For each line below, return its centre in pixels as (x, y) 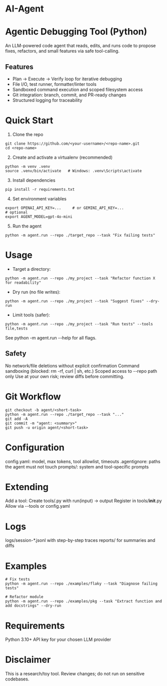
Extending (27, 487)
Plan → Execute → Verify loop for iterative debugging (67, 79)
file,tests (16, 328)
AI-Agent (24, 9)
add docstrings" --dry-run (33, 606)
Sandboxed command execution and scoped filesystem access (77, 89)
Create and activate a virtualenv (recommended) (62, 157)
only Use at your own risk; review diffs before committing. (65, 376)
